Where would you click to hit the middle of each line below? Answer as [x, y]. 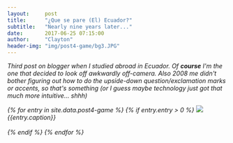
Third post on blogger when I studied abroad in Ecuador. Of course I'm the [115, 66]
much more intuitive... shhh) [47, 96]
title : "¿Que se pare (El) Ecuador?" [70, 20]
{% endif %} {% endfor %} [46, 132]
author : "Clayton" [40, 40]
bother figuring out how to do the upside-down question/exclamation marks [116, 81]
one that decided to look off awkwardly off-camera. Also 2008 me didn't [112, 73]
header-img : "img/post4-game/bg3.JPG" [63, 46]
